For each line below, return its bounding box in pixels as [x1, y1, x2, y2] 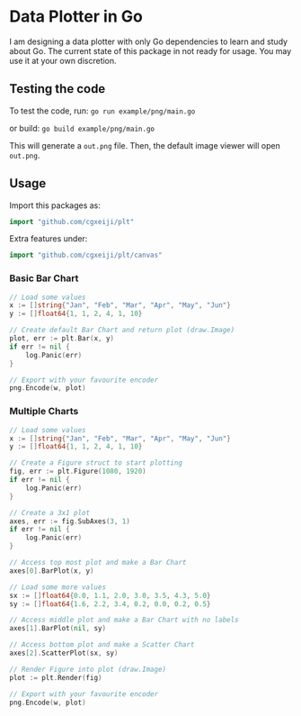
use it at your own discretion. [9, 55, 117, 66]
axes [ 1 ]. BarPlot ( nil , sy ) [9, 624, 106, 633]
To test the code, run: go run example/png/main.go [9, 105, 196, 116]
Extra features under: [9, 233, 88, 244]
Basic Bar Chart [9, 272, 79, 285]
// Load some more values [9, 583, 106, 592]
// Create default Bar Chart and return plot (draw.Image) [9, 326, 235, 335]
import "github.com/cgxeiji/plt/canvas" [9, 250, 164, 260]
